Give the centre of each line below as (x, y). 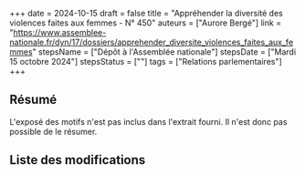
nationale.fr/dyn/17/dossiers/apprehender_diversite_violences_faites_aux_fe (152, 42)
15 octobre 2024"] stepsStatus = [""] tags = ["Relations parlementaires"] (146, 61)
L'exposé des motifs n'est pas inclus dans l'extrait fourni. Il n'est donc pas (148, 121)
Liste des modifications (78, 160)
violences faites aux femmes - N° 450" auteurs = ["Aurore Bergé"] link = (145, 23)
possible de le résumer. (53, 131)
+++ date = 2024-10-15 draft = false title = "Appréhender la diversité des (146, 13)
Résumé (33, 100)
